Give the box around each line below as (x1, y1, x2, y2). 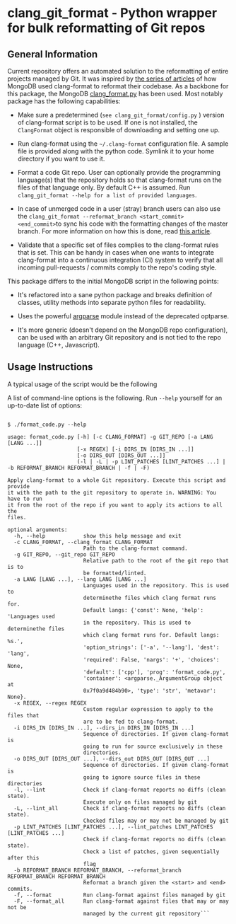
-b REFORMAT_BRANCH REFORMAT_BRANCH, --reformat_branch (13, 867, 182, 874)
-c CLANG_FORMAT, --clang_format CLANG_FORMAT (13, 538, 153, 545)
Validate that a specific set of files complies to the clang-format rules (17, 241, 219, 249)
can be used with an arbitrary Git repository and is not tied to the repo (17, 333, 221, 341)
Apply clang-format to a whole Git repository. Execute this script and (7, 476, 226, 484)
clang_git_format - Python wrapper (7, 5, 218, 21)
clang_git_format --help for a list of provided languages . (17, 191, 197, 199)
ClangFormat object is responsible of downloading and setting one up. (17, 126, 220, 134)
